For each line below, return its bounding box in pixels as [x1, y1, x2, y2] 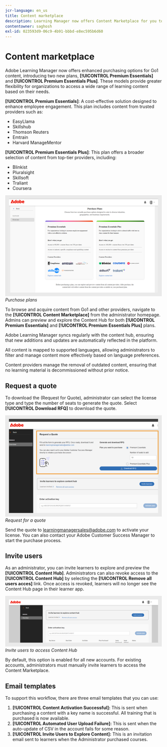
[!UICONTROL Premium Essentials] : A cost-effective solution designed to [5, 98, 157, 104]
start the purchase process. [5, 537, 62, 543]
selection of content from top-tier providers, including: [5, 155, 117, 161]
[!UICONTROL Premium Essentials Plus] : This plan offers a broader [5, 149, 145, 155]
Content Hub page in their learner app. [5, 586, 84, 592]
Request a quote [5, 381, 57, 390]
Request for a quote [5, 517, 46, 523]
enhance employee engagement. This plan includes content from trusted [5, 103, 155, 109]
